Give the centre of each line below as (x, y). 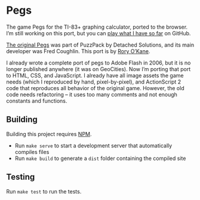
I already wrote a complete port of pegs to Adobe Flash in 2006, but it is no (99, 63)
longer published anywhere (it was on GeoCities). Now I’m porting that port (99, 69)
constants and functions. (37, 101)
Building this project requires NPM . (49, 134)
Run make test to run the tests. (44, 191)
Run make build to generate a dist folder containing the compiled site (100, 158)
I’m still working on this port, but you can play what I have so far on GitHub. (99, 33)
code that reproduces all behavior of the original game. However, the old (95, 88)
